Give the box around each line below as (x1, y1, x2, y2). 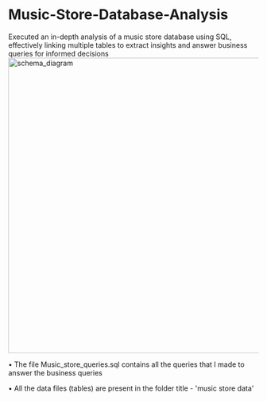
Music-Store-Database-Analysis (8, 6, 229, 24)
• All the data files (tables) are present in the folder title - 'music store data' (8, 383, 254, 393)
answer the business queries (8, 368, 103, 377)
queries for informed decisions (8, 49, 109, 58)
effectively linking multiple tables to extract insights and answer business (8, 40, 248, 49)
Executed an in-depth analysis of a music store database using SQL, (8, 32, 232, 41)
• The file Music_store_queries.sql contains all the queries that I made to (8, 360, 245, 369)
